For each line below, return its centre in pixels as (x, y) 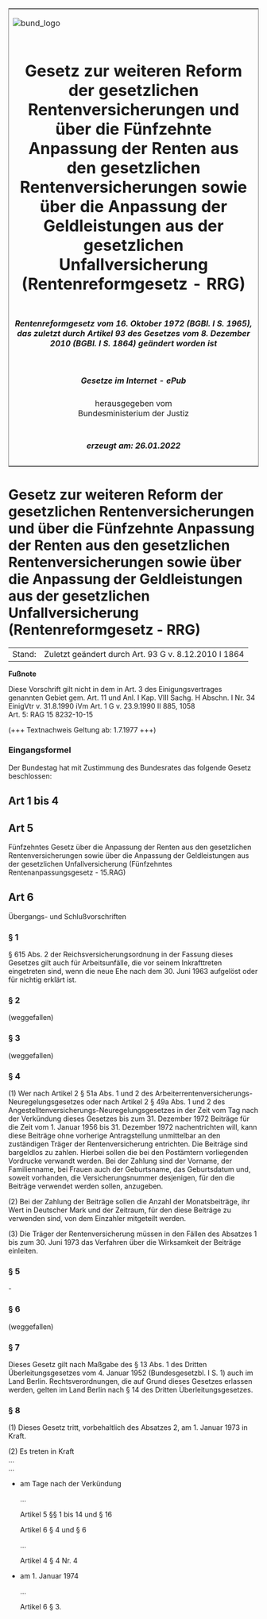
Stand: (25, 654)
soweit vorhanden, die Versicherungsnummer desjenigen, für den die (122, 1178)
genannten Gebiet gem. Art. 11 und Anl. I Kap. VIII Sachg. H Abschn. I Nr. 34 (132, 697)
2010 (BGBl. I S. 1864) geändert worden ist (133, 343)
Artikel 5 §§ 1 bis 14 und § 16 (66, 1515)
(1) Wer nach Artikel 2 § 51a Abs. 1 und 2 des (81, 1093)
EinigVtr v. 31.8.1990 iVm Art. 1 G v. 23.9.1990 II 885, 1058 (102, 705)
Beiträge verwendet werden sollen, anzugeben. (86, 1186)
